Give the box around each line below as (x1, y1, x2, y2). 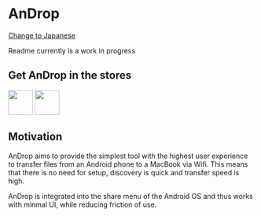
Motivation (8, 131, 63, 144)
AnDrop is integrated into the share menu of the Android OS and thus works (8, 191, 253, 200)
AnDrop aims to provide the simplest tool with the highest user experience (8, 151, 248, 160)
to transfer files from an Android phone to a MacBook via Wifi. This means (8, 159, 248, 169)
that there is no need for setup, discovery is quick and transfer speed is (8, 167, 240, 177)
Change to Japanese (8, 31, 76, 40)
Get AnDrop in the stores (8, 68, 132, 83)
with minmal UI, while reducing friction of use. (8, 200, 157, 209)
